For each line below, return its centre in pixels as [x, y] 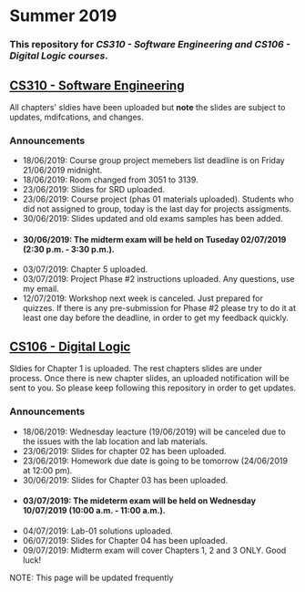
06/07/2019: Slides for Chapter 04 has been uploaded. [125, 540]
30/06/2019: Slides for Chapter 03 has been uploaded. [125, 480]
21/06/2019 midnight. [62, 171]
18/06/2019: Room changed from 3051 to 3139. [110, 180]
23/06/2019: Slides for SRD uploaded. [94, 190]
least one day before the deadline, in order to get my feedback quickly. [155, 318]
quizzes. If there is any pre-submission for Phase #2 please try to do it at [159, 308]
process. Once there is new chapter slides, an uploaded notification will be [149, 379]
